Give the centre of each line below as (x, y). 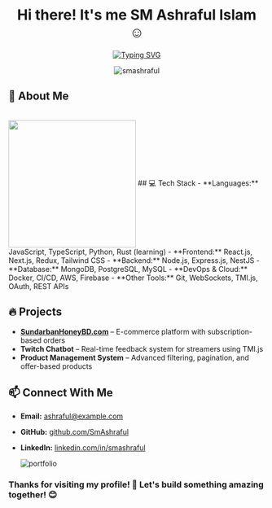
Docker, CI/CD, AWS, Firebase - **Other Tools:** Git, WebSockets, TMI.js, (133, 278)
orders (55, 340)
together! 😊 (33, 495)
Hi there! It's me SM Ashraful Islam (137, 15)
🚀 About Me (39, 96)
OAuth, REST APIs (39, 286)
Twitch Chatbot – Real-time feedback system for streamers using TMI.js (142, 348)
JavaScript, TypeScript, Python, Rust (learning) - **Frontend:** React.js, (131, 252)
